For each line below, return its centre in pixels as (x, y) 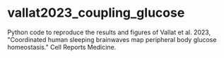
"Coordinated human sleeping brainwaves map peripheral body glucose (112, 39)
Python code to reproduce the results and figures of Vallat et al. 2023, (109, 32)
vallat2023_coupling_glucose (96, 13)
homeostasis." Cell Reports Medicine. (62, 47)
